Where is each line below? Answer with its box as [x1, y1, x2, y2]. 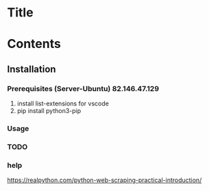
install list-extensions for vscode [16, 99, 110, 107]
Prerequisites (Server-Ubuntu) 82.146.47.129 [7, 84, 160, 93]
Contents [7, 36, 62, 52]
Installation [7, 63, 56, 75]
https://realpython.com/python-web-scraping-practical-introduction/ [7, 176, 202, 184]
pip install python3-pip [16, 107, 82, 115]
